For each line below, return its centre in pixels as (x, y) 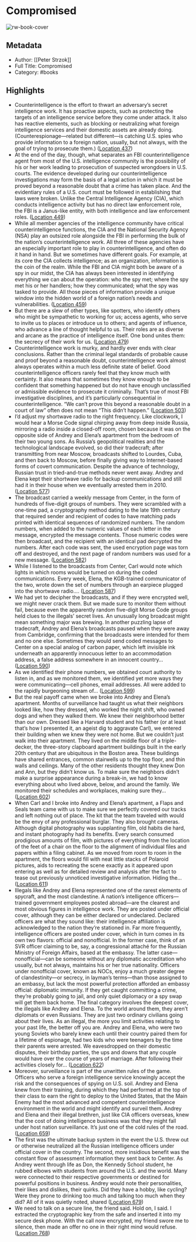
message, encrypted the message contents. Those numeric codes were (101, 534)
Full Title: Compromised (43, 66)
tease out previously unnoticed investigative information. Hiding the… (98, 878)
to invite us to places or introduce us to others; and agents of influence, (101, 323)
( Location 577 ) (32, 491)
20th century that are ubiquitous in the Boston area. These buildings (97, 753)
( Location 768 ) (32, 1233)
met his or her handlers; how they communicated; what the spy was (96, 285)
